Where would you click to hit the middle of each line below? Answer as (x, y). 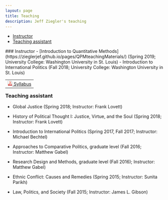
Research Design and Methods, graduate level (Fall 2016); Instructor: (83, 162)
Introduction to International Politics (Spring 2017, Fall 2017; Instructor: (85, 131)
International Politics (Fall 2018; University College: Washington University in (84, 68)
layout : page (19, 11)
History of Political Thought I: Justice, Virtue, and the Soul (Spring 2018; (87, 116)
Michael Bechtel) (30, 137)
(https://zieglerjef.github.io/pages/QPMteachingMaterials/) (66, 57)
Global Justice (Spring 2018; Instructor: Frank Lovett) (67, 107)
